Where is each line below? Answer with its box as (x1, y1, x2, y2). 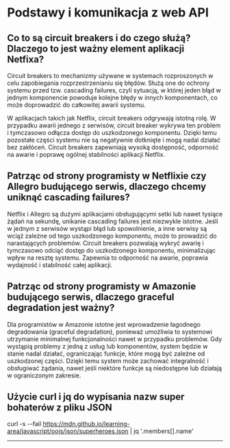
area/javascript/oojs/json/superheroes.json (7, 427, 129, 436)
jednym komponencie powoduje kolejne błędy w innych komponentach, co (7, 94, 218, 101)
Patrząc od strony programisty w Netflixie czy (7, 170, 207, 182)
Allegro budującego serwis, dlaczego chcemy (7, 181, 207, 192)
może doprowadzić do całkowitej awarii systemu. (7, 101, 146, 109)
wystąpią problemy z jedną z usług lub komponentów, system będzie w (7, 342, 208, 350)
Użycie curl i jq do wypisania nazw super (7, 391, 185, 403)
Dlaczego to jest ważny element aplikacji (7, 42, 185, 54)
